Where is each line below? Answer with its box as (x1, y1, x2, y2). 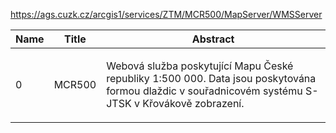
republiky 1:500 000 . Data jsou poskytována (106, 72, 317, 85)
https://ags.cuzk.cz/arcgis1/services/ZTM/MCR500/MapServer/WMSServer (10, 9, 323, 20)
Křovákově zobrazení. (142, 97, 245, 110)
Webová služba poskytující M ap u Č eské (106, 59, 294, 73)
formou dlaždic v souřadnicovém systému (106, 84, 303, 98)
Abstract (191, 32, 235, 46)
